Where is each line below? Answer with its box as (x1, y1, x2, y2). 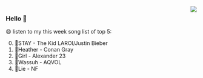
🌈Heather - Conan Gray (14, 46, 74, 53)
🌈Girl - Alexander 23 (14, 52, 66, 59)
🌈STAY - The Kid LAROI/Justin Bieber (14, 40, 108, 47)
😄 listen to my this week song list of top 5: (5, 28, 112, 35)
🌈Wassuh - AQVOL (14, 59, 62, 66)
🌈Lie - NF (14, 65, 39, 73)
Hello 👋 (5, 14, 27, 23)
